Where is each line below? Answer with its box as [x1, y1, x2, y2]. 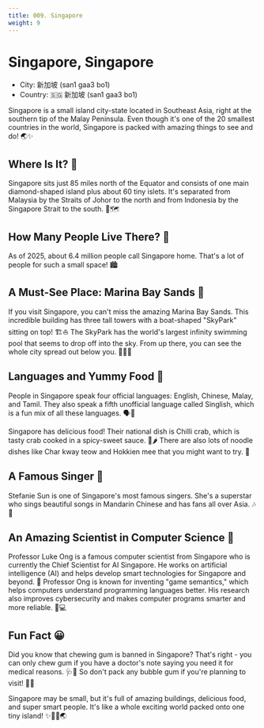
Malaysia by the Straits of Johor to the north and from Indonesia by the [8, 195, 239, 205]
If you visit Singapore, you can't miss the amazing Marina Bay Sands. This [8, 306, 249, 317]
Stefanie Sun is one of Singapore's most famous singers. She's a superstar [8, 491, 252, 500]
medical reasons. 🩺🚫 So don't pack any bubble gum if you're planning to [8, 667, 247, 677]
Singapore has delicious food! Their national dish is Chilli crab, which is [8, 427, 239, 436]
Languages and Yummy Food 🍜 [8, 370, 164, 384]
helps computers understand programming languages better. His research [8, 586, 250, 595]
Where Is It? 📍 [8, 157, 77, 171]
